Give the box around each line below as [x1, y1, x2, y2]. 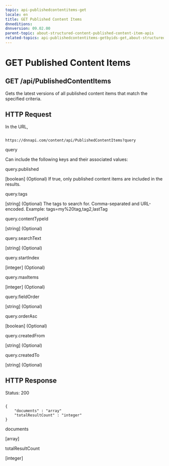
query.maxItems [5, 274, 39, 280]
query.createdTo [5, 352, 40, 358]
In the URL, [5, 124, 29, 130]
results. [5, 181, 21, 187]
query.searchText [5, 235, 41, 241]
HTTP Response [5, 377, 57, 385]
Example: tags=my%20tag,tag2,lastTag [26, 206, 108, 212]
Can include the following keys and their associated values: [5, 156, 128, 162]
